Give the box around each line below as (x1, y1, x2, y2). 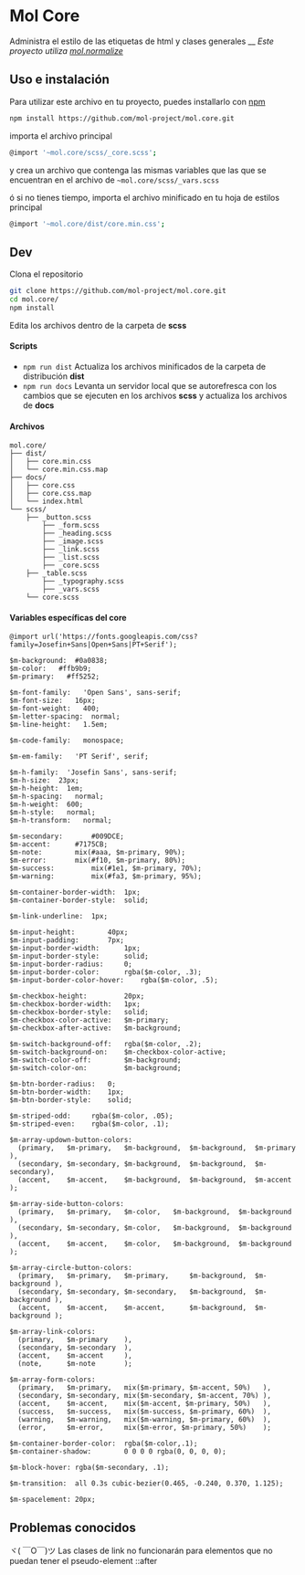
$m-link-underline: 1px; (9, 912, 108, 921)
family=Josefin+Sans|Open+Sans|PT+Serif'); (9, 640, 178, 649)
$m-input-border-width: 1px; (9, 944, 142, 953)
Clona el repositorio (9, 268, 84, 279)
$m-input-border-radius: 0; (9, 960, 132, 969)
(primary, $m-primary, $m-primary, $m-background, (17, 1271, 247, 1281)
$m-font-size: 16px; (9, 696, 96, 706)
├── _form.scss (42, 521, 100, 530)
